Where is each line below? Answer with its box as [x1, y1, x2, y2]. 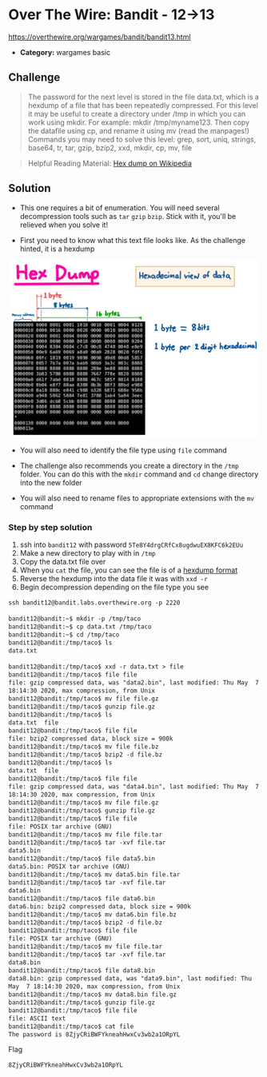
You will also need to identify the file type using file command [19, 445, 228, 455]
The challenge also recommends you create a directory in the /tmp [19, 461, 239, 470]
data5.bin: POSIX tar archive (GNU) [8, 863, 130, 871]
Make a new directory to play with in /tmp [19, 548, 156, 558]
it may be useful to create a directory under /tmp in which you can [27, 109, 246, 118]
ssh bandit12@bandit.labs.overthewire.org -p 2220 [8, 599, 181, 607]
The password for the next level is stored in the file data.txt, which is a [27, 92, 260, 102]
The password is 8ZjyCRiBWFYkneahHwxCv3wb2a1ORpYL [8, 1031, 181, 1039]
